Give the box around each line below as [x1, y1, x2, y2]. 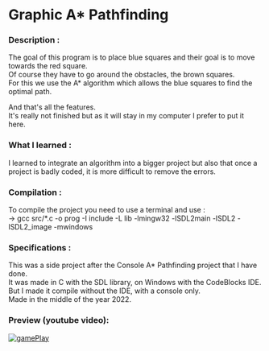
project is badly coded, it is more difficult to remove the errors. [8, 167, 216, 176]
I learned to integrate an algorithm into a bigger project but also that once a [8, 158, 258, 167]
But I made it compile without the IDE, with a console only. [8, 286, 201, 295]
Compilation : [8, 187, 62, 198]
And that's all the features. [8, 102, 97, 112]
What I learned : [8, 139, 72, 151]
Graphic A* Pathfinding [8, 6, 169, 24]
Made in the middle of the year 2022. [8, 295, 131, 304]
